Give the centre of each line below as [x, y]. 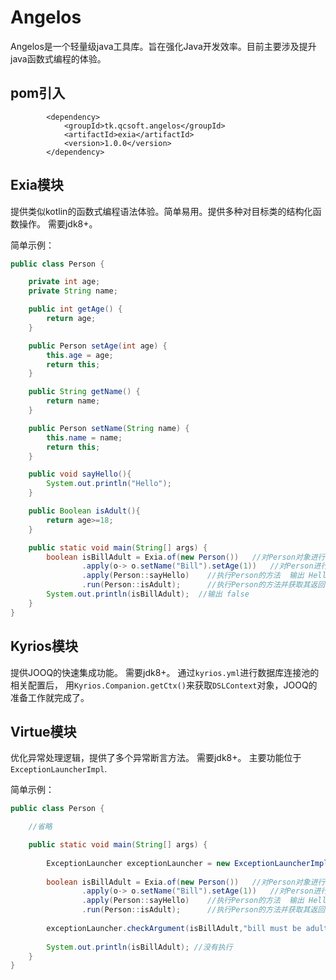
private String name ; [73, 291]
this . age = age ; [80, 355]
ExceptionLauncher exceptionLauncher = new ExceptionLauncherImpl [187, 863]
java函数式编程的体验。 [58, 58]
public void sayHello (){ [80, 474]
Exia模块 [37, 185]
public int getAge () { [75, 309]
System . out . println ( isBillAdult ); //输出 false [148, 594]
